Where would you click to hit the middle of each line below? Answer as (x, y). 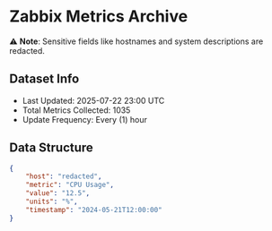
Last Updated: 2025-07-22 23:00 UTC (93, 100)
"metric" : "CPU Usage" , (70, 185)
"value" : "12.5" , (58, 193)
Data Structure (52, 148)
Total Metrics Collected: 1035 (76, 110)
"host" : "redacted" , (64, 176)
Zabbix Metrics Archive (99, 17)
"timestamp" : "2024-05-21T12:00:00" (94, 210)
